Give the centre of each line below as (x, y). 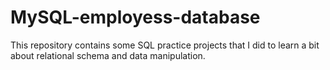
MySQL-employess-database (135, 17)
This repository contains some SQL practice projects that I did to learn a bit (165, 45)
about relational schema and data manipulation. (108, 55)
